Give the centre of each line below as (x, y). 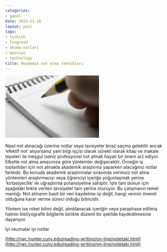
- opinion (15, 53)
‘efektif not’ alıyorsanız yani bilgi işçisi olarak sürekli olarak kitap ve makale (82, 151)
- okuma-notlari (22, 48)
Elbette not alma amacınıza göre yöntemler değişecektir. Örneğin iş (74, 162)
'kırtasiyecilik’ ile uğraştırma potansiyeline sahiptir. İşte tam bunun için (77, 183)
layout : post (19, 27)
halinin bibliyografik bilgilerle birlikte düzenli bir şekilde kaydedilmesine (78, 214)
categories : (17, 11)
